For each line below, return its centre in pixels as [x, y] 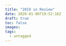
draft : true [17, 18]
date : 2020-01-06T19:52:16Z [33, 14]
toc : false [16, 23]
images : [13, 27]
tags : [10, 32]
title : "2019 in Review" [30, 9]
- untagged [20, 36]
